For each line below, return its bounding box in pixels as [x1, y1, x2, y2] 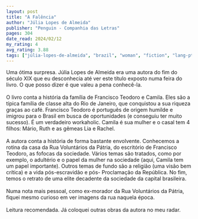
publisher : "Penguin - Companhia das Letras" [6, 25, 120, 31]
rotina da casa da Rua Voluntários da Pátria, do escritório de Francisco [6, 144, 177, 151]
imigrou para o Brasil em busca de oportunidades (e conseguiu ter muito [6, 112, 183, 120]
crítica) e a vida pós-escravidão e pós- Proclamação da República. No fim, [6, 168, 187, 175]
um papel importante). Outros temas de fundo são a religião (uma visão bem [6, 162, 192, 170]
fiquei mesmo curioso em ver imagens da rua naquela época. [6, 194, 155, 201]
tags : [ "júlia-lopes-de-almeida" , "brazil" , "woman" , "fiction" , [6, 52, 170, 58]
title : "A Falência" [6, 14, 57, 20]
